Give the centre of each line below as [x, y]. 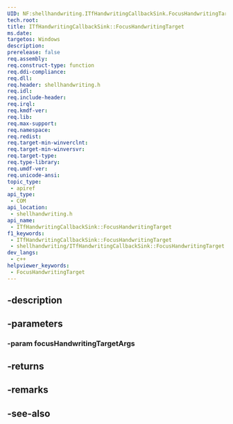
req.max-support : [32, 123]
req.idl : [20, 91]
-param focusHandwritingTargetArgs [71, 343]
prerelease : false [34, 53]
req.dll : [20, 78]
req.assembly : [28, 59]
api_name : [21, 220]
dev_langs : [23, 253]
